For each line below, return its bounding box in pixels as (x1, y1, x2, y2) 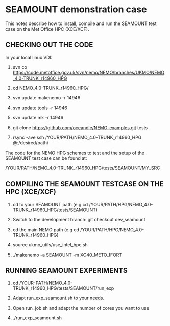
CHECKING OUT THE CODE (5, 41, 93, 49)
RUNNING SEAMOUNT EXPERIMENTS (5, 266, 128, 275)
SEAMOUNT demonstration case (5, 4, 147, 15)
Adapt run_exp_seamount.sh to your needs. (12, 295, 105, 302)
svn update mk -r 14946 (12, 114, 64, 120)
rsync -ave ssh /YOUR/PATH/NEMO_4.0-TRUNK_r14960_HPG (12, 134, 142, 140)
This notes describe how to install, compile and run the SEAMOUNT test (5, 20, 157, 27)
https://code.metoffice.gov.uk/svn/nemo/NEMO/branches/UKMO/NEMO (12, 69, 165, 76)
